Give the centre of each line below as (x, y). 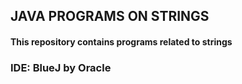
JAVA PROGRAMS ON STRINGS (110, 16)
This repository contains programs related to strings (121, 41)
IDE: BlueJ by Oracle (61, 67)
